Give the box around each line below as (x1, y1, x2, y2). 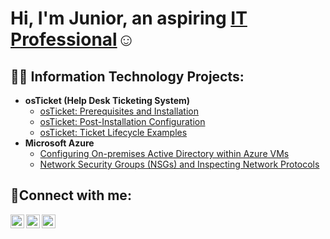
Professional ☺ (10, 28, 136, 51)
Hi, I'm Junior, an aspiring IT (10, 7, 248, 30)
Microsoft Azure (24, 137, 95, 149)
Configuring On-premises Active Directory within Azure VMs (39, 148, 290, 159)
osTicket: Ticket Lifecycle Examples (39, 127, 188, 138)
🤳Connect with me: (10, 187, 132, 204)
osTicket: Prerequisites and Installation (39, 105, 200, 117)
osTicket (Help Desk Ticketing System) (24, 95, 191, 106)
